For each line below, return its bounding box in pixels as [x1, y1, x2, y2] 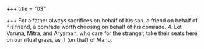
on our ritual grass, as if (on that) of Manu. [6, 36, 113, 43]
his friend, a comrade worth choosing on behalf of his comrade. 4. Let [6, 24, 182, 30]
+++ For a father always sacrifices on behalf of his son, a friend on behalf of [6, 17, 198, 24]
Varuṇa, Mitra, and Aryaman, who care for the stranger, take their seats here [6, 30, 198, 37]
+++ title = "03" [6, 5, 46, 12]
